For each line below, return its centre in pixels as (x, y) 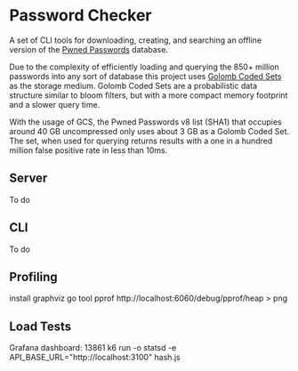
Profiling (33, 277)
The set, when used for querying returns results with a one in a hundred (141, 141)
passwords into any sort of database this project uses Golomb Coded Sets (145, 76)
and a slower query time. (55, 104)
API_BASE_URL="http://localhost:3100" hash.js (95, 358)
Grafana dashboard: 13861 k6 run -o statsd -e (93, 348)
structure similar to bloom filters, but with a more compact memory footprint (149, 95)
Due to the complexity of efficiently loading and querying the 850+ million (145, 67)
